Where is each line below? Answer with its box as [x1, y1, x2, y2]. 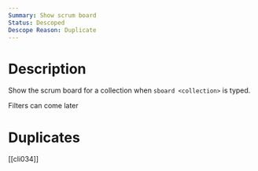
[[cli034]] [8, 155, 39, 164]
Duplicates [8, 129, 80, 146]
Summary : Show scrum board [8, 11, 97, 20]
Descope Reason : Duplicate [8, 26, 97, 34]
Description [8, 60, 87, 78]
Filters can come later [8, 101, 79, 111]
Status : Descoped [8, 19, 65, 27]
